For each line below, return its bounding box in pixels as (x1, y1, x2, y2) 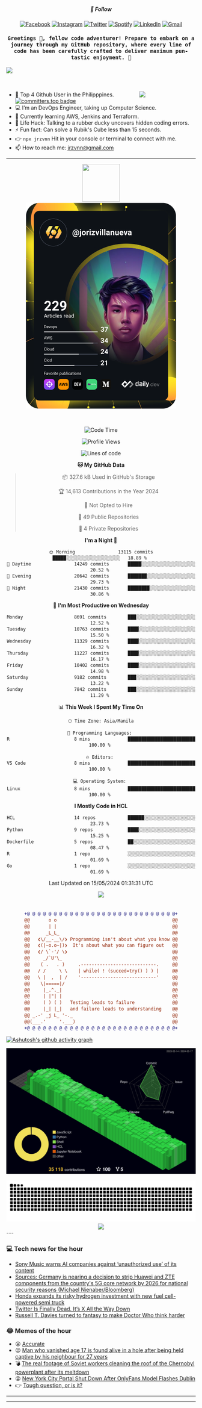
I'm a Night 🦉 (85, 537, 117, 544)
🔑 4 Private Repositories (78, 525, 138, 532)
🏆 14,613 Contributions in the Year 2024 (58, 488, 159, 495)
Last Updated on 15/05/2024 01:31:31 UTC (49, 880, 153, 887)
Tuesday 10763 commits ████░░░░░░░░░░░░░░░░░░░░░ (7, 626, 195, 632)
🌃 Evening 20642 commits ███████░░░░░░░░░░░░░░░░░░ (7, 573, 195, 579)
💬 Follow (90, 5, 112, 13)
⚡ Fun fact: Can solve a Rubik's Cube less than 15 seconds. (14, 126, 162, 133)
